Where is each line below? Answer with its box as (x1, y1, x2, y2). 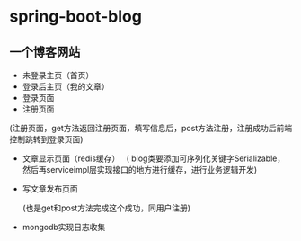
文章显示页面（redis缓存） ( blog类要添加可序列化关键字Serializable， (22, 153, 286, 164)
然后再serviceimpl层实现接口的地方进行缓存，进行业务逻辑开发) (22, 165, 258, 174)
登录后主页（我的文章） (22, 81, 110, 92)
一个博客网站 (9, 44, 81, 59)
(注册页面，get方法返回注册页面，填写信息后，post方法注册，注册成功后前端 (9, 123, 293, 133)
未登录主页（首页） (22, 70, 94, 80)
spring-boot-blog (9, 6, 142, 27)
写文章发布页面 (22, 183, 78, 194)
